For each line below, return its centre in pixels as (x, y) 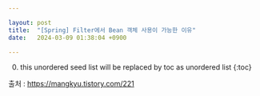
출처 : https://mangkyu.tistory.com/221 (71, 84)
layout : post (30, 22)
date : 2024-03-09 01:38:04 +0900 (68, 38)
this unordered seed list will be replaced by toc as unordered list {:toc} (136, 67)
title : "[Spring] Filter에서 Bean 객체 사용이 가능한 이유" (102, 30)
